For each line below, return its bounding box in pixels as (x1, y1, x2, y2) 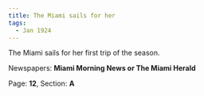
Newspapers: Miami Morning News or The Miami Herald (8, 63, 197, 73)
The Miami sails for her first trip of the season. (8, 48, 161, 58)
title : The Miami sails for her (8, 11, 116, 20)
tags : (8, 19, 26, 27)
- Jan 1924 (15, 26, 52, 34)
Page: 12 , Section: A (8, 79, 75, 88)
